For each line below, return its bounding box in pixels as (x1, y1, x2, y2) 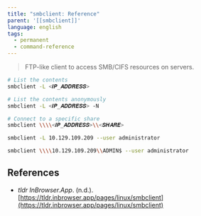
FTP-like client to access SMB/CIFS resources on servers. (24, 63, 195, 71)
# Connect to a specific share (7, 115, 100, 123)
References (7, 167, 60, 179)
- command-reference (13, 43, 75, 50)
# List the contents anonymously (7, 96, 107, 103)
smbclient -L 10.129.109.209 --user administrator (7, 135, 161, 142)
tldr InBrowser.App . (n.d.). (17, 186, 94, 194)
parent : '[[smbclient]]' (7, 17, 81, 24)
